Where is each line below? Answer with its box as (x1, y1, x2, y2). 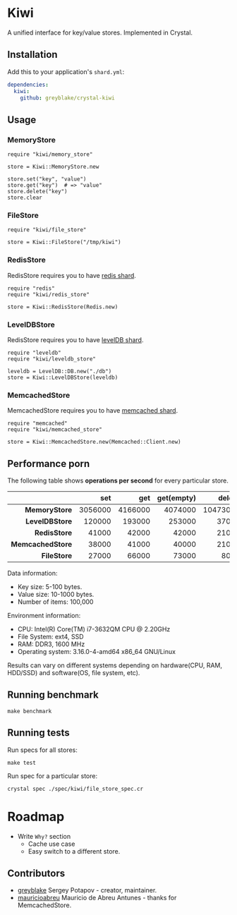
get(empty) (157, 493, 196, 503)
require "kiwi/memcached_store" (7, 426, 102, 433)
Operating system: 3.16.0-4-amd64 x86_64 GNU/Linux (17, 648, 176, 656)
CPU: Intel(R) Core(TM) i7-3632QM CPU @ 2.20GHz (17, 625, 171, 634)
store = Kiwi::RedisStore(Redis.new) (7, 303, 119, 310)
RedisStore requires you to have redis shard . (7, 271, 136, 279)
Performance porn (7, 457, 90, 470)
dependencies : (7, 81, 49, 88)
